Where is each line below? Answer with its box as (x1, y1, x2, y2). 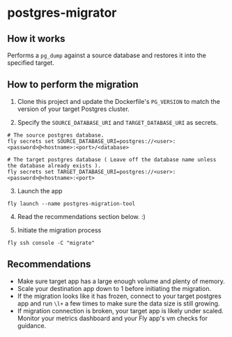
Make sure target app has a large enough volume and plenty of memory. (17, 277, 225, 285)
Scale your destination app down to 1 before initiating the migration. (17, 284, 211, 292)
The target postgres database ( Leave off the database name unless (13, 156, 217, 163)
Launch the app (17, 186, 63, 195)
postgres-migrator (7, 5, 117, 21)
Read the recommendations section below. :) (17, 212, 146, 220)
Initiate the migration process (17, 225, 102, 234)
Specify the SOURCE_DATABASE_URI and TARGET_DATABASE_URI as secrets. (17, 118, 218, 126)
